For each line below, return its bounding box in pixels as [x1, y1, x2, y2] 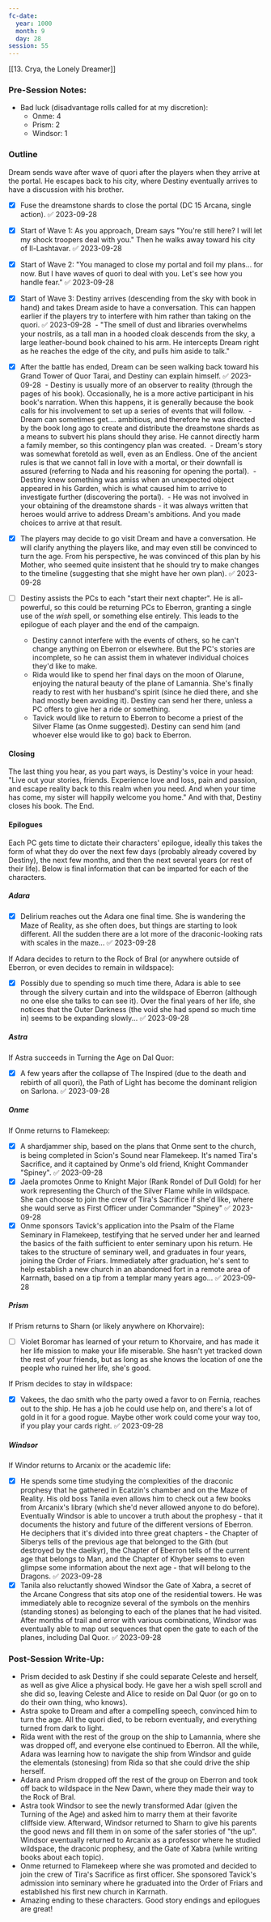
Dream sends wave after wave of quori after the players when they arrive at [8, 167, 260, 177]
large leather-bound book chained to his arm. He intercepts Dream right [19, 337, 260, 347]
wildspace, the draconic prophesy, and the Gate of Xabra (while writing [19, 1844, 258, 1854]
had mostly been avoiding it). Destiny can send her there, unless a [32, 696, 253, 706]
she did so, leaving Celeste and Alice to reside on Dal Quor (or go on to [19, 1689, 257, 1698]
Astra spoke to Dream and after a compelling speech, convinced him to [19, 1706, 257, 1716]
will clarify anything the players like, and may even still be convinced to [19, 543, 257, 553]
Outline [8, 149, 38, 160]
